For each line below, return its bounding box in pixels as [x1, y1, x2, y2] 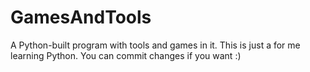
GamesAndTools [10, 6, 152, 29]
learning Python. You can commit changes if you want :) [10, 49, 242, 61]
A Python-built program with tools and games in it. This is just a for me [10, 39, 301, 51]
